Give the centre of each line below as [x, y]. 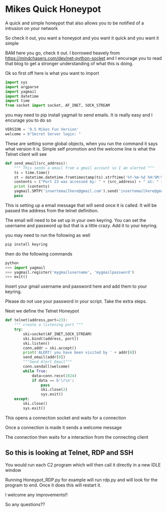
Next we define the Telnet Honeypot [42, 311]
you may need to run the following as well [48, 235]
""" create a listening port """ [49, 325]
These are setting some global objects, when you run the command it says [82, 144]
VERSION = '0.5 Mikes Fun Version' [42, 130]
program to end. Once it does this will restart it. [53, 485]
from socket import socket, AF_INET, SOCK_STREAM [58, 106]
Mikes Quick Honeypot [53, 9]
